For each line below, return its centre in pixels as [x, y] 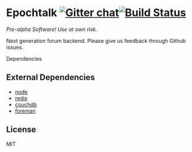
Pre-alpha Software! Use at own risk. [52, 29]
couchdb [26, 104]
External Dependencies [51, 77]
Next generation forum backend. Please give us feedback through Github [96, 41]
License [21, 130]
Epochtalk [32, 13]
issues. [15, 47]
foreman [25, 111]
